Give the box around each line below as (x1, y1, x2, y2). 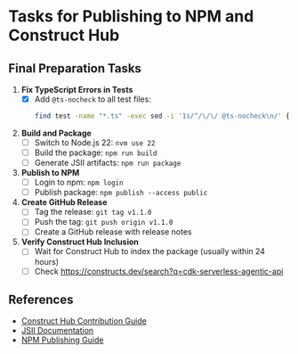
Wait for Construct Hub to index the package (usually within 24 (34, 246, 266, 257)
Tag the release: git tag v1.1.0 (34, 207, 152, 218)
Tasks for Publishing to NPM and (8, 6, 254, 27)
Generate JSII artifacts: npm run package (34, 158, 181, 169)
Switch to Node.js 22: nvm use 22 (34, 136, 156, 148)
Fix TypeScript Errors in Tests (20, 85, 133, 95)
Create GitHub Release (20, 197, 108, 208)
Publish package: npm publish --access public (34, 187, 208, 198)
